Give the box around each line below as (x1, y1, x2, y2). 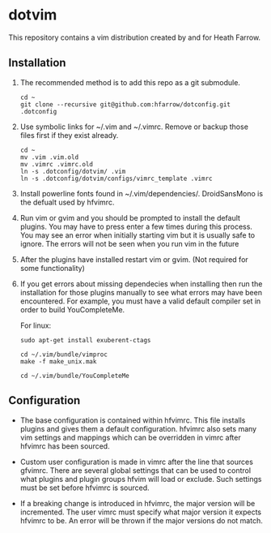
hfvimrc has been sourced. (19, 441, 111, 451)
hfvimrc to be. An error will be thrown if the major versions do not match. (19, 515, 263, 525)
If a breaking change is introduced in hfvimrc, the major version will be (19, 498, 256, 508)
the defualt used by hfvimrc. (19, 197, 115, 207)
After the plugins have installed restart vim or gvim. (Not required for (19, 254, 248, 264)
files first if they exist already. (19, 130, 119, 140)
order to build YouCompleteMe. (19, 304, 125, 314)
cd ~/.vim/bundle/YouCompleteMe (19, 372, 129, 380)
